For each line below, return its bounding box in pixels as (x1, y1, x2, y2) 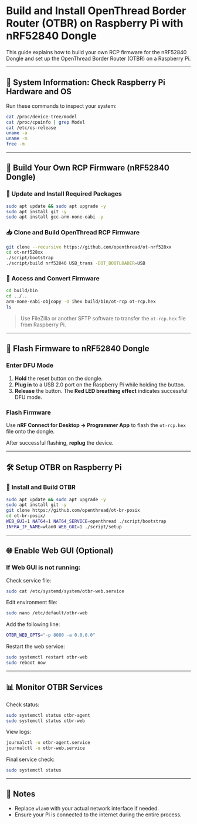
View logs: (6, 729, 32, 736)
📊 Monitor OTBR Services (6, 682, 103, 693)
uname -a (6, 130, 28, 136)
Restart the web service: (6, 643, 66, 650)
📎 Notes (6, 789, 36, 799)
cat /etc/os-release (6, 125, 57, 131)
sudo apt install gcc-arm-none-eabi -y (6, 214, 104, 220)
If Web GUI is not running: (6, 564, 81, 572)
